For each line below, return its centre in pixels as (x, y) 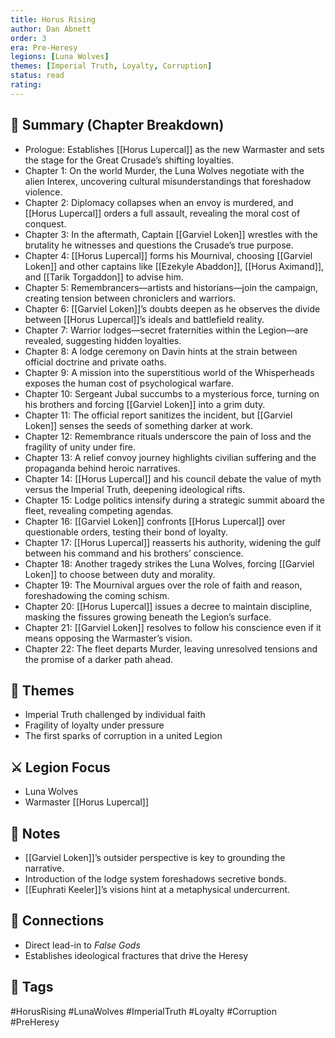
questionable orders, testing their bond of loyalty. (126, 532)
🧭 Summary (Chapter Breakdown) (117, 125)
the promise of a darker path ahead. (99, 659)
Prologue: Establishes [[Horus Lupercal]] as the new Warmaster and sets (174, 149)
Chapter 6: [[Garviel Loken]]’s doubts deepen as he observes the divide (172, 308)
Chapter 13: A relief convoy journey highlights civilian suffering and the (170, 457)
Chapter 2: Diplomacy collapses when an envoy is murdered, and (159, 202)
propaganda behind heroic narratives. (102, 468)
